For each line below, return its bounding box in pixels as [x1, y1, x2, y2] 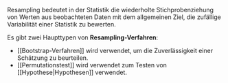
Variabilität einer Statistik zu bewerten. [7, 20, 117, 28]
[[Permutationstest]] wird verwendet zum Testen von [16, 61, 167, 69]
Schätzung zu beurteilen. [16, 54, 89, 62]
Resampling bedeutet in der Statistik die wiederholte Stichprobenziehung [7, 6, 214, 14]
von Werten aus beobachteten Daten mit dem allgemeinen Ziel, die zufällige [7, 13, 221, 21]
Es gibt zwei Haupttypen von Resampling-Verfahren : [7, 33, 159, 41]
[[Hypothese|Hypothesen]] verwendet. [16, 68, 127, 76]
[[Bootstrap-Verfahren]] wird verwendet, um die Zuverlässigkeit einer [16, 47, 214, 54]
